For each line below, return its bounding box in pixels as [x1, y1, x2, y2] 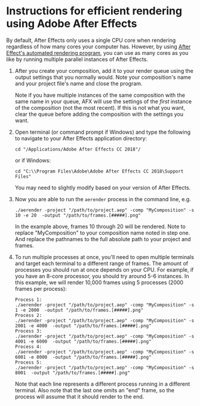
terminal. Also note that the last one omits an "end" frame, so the [14, 386, 175, 393]
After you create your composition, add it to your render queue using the [14, 67, 194, 74]
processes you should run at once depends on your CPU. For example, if [14, 266, 194, 273]
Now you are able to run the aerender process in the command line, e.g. [14, 195, 191, 202]
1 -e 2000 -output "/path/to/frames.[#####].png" [14, 307, 144, 313]
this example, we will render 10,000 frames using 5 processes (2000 [14, 279, 184, 286]
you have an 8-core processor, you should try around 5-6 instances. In [14, 272, 189, 279]
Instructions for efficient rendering [6, 4, 183, 18]
